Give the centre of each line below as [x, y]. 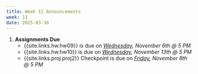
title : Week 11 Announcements [44, 12]
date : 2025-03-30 [28, 22]
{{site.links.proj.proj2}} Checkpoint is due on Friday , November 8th [105, 58]
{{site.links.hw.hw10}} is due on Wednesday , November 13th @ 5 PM [108, 52]
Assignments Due [37, 40]
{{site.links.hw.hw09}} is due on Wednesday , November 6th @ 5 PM [107, 46]
